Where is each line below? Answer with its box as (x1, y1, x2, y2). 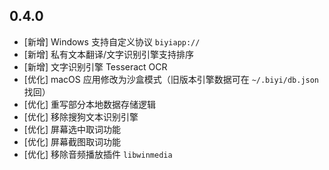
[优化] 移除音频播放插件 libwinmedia (23, 148, 173, 160)
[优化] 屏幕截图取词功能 (23, 135, 121, 148)
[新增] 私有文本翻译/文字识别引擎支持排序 (23, 48, 194, 60)
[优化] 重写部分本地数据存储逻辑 (23, 98, 156, 110)
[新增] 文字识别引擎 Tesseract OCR (23, 60, 168, 73)
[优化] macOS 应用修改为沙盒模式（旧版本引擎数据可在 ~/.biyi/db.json (23, 73, 320, 85)
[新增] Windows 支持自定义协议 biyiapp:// (23, 35, 201, 48)
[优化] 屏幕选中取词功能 (23, 123, 121, 135)
